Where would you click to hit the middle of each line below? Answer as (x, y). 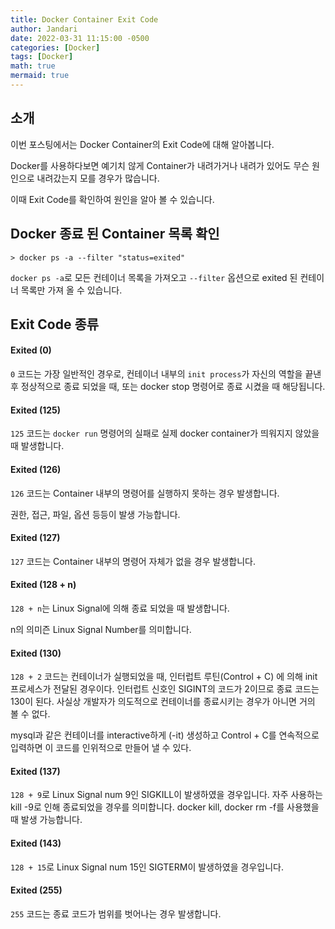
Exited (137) (35, 771)
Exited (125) (36, 410)
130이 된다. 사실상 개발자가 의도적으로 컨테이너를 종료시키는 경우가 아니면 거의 (163, 702)
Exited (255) (36, 890)
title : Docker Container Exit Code (84, 19)
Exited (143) (36, 843)
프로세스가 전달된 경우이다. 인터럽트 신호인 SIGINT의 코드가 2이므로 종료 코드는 (165, 689)
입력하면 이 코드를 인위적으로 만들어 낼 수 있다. (101, 748)
